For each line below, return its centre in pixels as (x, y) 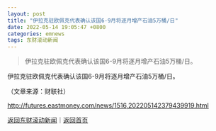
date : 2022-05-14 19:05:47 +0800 (57, 27)
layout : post (27, 14)
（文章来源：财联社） (38, 91)
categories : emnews (36, 34)
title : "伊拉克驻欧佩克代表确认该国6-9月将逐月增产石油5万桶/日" (93, 21)
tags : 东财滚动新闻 (33, 40)
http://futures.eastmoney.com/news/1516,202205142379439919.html (108, 106)
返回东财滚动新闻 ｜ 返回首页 (48, 120)
